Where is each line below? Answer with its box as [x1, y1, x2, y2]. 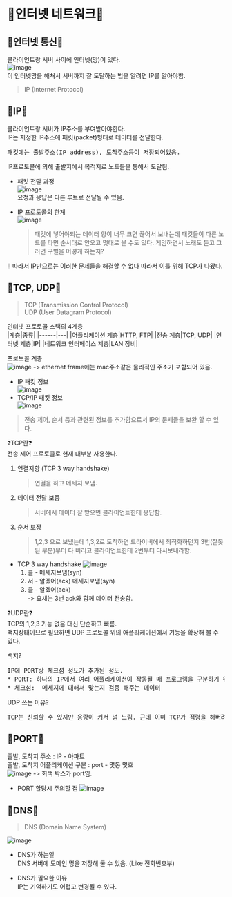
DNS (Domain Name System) [23, 823, 107, 831]
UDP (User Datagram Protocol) [23, 308, 112, 316]
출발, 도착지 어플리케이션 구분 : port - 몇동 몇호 [7, 761, 134, 769]
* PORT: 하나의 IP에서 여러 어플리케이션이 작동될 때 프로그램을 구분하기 [7, 675, 220, 683]
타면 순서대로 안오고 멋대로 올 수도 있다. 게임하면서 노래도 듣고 [47, 238, 215, 247]
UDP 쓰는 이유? [7, 698, 50, 706]
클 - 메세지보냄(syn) [27, 568, 82, 577]
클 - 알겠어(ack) [27, 585, 71, 594]
